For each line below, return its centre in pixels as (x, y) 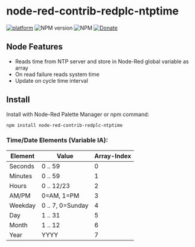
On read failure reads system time (57, 74)
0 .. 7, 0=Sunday (65, 205)
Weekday (23, 205)
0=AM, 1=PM (60, 196)
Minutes (21, 176)
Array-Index (113, 156)
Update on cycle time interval (52, 80)
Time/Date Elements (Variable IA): (57, 140)
